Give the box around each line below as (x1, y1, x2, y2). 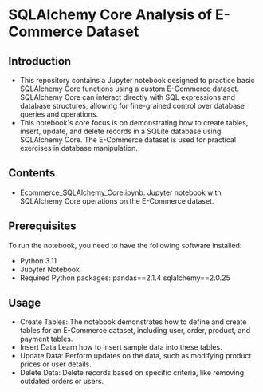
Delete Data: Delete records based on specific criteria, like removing (19, 368, 245, 378)
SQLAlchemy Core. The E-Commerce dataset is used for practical (19, 135, 237, 145)
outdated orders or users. (19, 377, 104, 386)
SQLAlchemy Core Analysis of (8, 6, 213, 24)
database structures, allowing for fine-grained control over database (19, 101, 245, 110)
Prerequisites (8, 220, 77, 233)
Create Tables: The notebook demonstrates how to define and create (19, 317, 247, 327)
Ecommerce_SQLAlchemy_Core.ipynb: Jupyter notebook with (19, 188, 222, 197)
